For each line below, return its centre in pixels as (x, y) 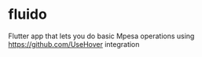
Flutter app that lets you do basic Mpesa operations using (101, 36)
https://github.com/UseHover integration (74, 44)
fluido (28, 14)
